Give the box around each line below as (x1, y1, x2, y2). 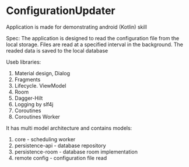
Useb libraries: (6, 58, 41, 65)
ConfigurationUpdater (6, 4, 116, 18)
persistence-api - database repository (14, 142, 106, 149)
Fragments (14, 76, 41, 83)
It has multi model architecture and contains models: (6, 124, 132, 131)
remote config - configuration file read (14, 154, 107, 161)
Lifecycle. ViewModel (14, 82, 66, 89)
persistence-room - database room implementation (14, 148, 138, 155)
